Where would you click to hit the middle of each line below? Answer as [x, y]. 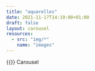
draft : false [22, 23]
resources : [20, 34]
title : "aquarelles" [32, 12]
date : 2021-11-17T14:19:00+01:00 [48, 17]
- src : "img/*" [30, 39]
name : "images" [36, 45]
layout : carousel [28, 28]
